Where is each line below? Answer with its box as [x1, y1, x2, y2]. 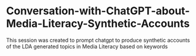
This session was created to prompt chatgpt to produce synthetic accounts [6, 36, 190, 43]
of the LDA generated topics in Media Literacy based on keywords [6, 43, 168, 50]
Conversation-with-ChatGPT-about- [6, 4, 190, 18]
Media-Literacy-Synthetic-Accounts [6, 17, 190, 30]
